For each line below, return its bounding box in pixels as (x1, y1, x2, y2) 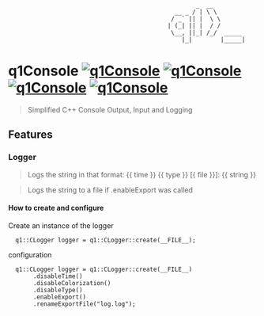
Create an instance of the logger (8, 220, 114, 230)
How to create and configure (8, 204, 104, 213)
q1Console (8, 62, 79, 80)
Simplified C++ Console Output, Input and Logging (27, 105, 193, 114)
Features (8, 128, 53, 142)
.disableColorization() (32, 279, 111, 287)
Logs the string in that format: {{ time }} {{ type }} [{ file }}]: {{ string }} (27, 169, 257, 179)
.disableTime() (32, 272, 83, 280)
